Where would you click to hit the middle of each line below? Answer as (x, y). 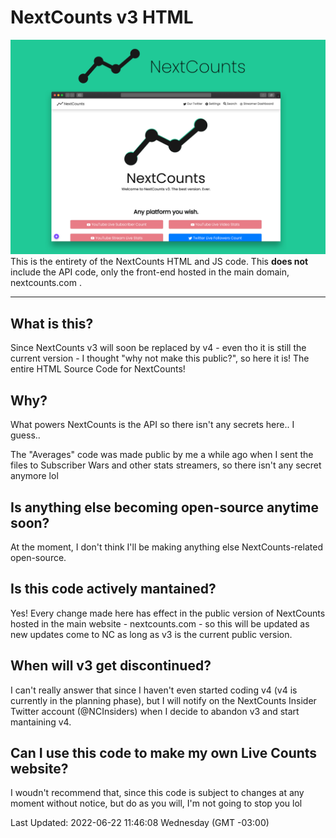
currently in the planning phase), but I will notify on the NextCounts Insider (163, 700)
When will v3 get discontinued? (111, 666)
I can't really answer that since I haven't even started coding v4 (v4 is (154, 690)
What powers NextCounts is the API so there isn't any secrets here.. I (152, 425)
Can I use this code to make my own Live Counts (164, 752)
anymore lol (34, 476)
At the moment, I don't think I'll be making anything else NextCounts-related (166, 547)
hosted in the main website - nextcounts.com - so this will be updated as (160, 623)
